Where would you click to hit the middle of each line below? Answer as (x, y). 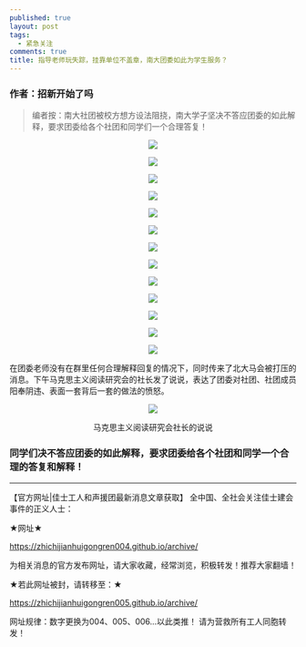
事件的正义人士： (41, 508)
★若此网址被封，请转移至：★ (66, 584)
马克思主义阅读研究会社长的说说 (153, 427)
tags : (20, 35)
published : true (40, 18)
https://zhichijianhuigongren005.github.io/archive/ (104, 602)
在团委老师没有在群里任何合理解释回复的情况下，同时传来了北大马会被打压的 (153, 368)
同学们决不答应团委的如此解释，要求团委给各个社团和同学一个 (145, 454)
